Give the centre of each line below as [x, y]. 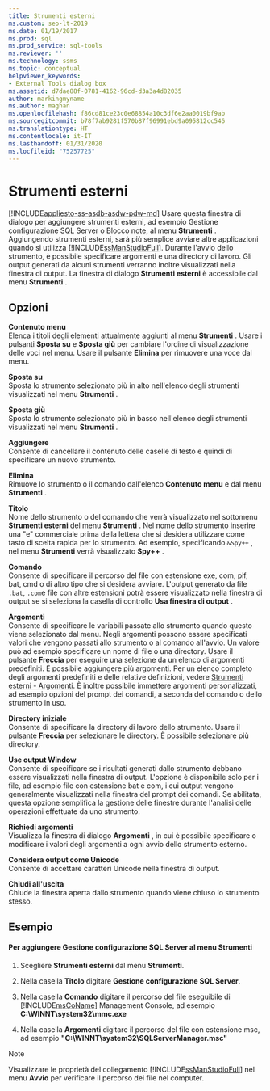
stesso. [21, 901]
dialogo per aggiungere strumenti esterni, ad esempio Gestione [114, 222]
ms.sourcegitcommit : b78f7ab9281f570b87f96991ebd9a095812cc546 [117, 121]
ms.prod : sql [30, 38]
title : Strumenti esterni [52, 16]
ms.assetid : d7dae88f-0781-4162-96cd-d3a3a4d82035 [95, 91]
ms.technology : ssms [43, 61]
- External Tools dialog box [57, 83]
